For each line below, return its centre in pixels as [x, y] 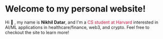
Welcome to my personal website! [75, 9]
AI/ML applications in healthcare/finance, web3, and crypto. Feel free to [77, 27]
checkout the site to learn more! [37, 32]
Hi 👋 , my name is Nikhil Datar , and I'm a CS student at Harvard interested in [82, 22]
